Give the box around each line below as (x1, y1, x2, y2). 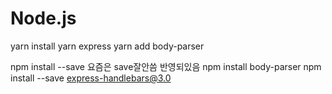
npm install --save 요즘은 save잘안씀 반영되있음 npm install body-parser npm (10, 60, 322, 72)
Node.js (10, 7, 77, 30)
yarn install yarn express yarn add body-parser (10, 40, 205, 52)
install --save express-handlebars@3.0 (10, 72, 172, 84)
